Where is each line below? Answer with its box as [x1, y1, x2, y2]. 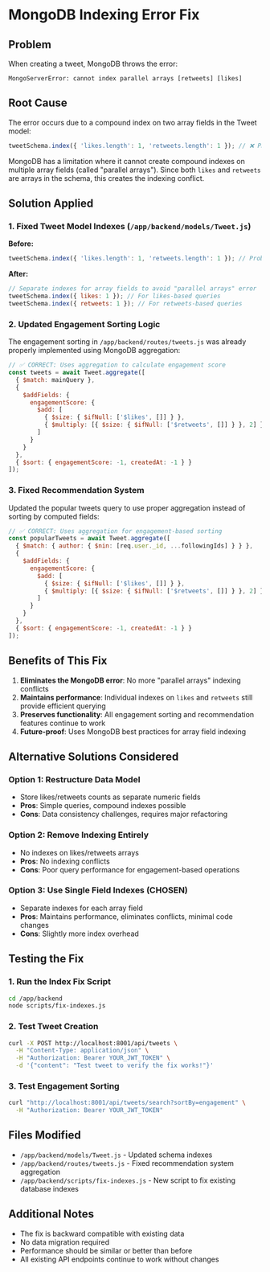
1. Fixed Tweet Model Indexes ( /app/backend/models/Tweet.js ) [8, 221, 252, 232]
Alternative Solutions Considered [8, 749, 179, 763]
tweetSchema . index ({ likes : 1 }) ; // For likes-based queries [8, 292, 221, 301]
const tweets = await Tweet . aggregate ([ [8, 368, 146, 377]
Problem [8, 38, 52, 51]
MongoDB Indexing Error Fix [8, 6, 200, 24]
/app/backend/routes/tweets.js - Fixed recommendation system [19, 1158, 235, 1167]
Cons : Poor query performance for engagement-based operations [19, 864, 240, 874]
